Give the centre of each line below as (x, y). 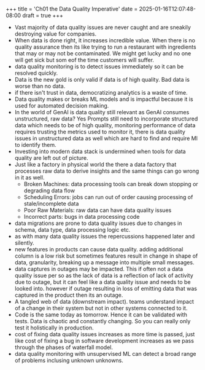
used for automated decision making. (62, 106)
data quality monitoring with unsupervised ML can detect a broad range (106, 354)
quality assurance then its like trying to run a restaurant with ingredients (106, 47)
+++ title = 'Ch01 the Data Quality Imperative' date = (72, 9)
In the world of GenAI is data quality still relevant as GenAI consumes (102, 112)
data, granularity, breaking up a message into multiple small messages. (104, 262)
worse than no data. (40, 86)
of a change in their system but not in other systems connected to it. (101, 308)
